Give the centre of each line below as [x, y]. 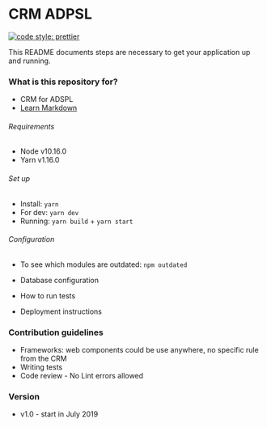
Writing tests [41, 367]
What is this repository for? [64, 82]
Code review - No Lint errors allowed [82, 376]
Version [24, 397]
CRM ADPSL [51, 14]
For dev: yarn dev [49, 212]
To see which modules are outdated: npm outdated [104, 264]
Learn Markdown [49, 108]
